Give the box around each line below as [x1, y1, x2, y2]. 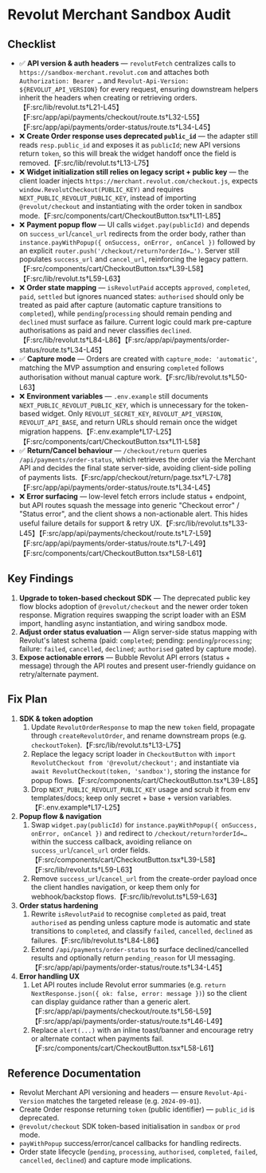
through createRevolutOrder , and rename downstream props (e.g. [30, 730, 247, 740]
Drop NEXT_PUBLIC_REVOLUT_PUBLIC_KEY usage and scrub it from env [30, 784, 251, 794]
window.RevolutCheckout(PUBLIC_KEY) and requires [18, 185, 184, 194]
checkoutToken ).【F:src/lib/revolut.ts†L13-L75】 [30, 740, 185, 750]
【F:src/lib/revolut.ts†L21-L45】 [18, 102, 123, 112]
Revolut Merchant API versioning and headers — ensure [18, 1088, 204, 1097]
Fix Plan [7, 692, 48, 707]
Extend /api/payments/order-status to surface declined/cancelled [30, 944, 248, 954]
